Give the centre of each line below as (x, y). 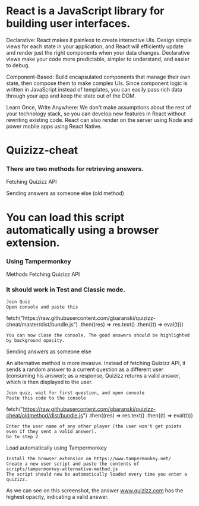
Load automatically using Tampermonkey (56, 448)
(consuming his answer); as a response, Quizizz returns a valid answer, (93, 376)
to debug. (18, 65)
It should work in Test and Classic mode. (66, 290)
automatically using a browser (83, 230)
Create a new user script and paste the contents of (73, 464)
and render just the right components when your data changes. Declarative (98, 52)
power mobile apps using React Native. (54, 126)
